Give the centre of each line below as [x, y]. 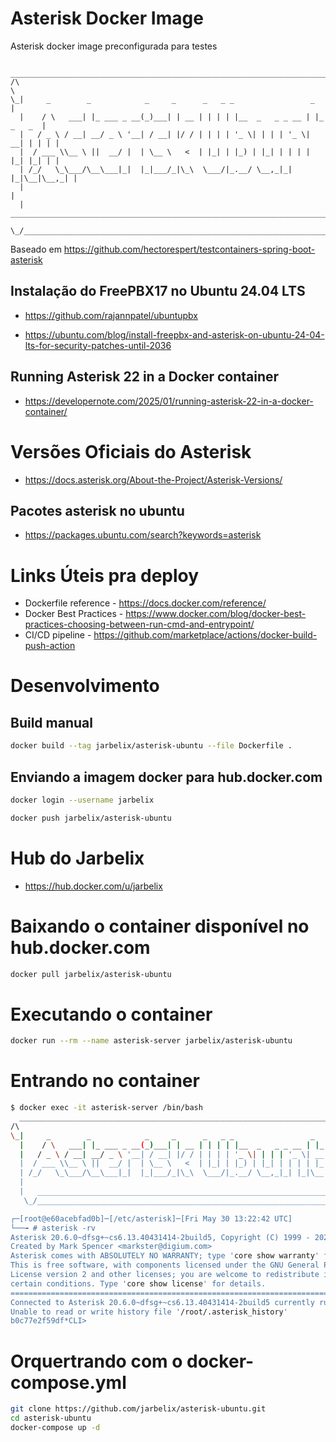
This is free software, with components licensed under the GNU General [165, 1265]
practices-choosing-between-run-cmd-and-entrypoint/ [139, 624]
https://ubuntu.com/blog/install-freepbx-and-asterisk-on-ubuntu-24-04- [174, 334]
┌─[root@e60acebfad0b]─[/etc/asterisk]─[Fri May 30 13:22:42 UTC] [151, 1218]
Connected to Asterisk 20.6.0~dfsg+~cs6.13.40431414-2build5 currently [162, 1302]
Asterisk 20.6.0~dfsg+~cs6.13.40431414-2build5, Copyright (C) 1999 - [160, 1237]
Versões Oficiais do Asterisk [131, 451]
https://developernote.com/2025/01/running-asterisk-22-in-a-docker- [169, 401]
